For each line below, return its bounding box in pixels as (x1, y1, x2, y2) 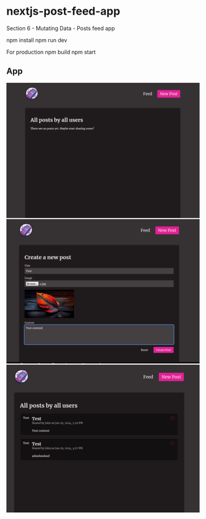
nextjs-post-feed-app (6, 4, 121, 18)
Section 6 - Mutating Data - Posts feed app (6, 25, 115, 32)
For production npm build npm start (6, 48, 96, 56)
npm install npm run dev (6, 36, 67, 44)
